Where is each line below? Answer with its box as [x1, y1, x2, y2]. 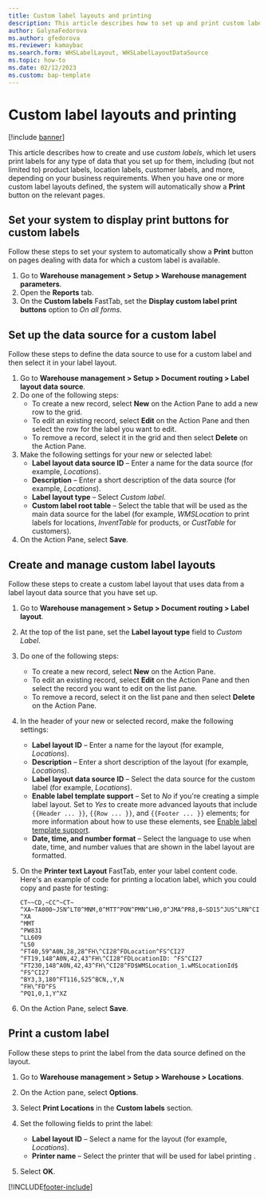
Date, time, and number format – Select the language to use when [31, 833, 251, 843]
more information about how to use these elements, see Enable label [31, 817, 258, 826]
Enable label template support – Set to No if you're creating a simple [31, 791, 259, 801]
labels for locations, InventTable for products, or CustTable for [31, 518, 237, 528]
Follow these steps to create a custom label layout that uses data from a [8, 579, 245, 589]
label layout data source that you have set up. [8, 588, 158, 597]
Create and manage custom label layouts [8, 558, 216, 572]
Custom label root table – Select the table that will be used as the [31, 501, 248, 510]
